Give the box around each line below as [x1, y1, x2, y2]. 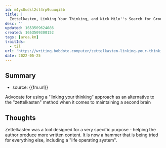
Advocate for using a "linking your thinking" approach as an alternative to [5, 94, 155, 100]
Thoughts [5, 113, 36, 122]
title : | [5, 12, 23, 17]
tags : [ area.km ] [5, 35, 39, 40]
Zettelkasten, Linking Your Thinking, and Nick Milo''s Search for [9, 16, 152, 21]
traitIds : [5, 39, 26, 44]
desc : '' [5, 21, 23, 26]
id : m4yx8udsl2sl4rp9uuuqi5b [5, 7, 65, 12]
